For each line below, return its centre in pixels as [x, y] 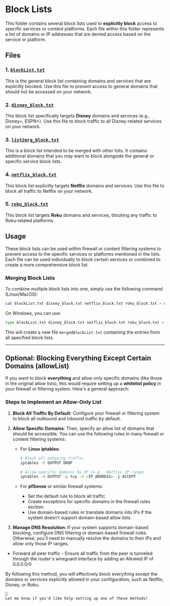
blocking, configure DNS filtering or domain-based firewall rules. [80, 533]
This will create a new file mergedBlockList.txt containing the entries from [83, 332]
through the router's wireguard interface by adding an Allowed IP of [83, 559]
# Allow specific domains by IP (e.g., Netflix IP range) [82, 472]
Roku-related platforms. [30, 220]
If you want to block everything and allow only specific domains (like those [84, 378]
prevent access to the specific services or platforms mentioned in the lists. [83, 254]
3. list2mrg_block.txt [32, 139]
